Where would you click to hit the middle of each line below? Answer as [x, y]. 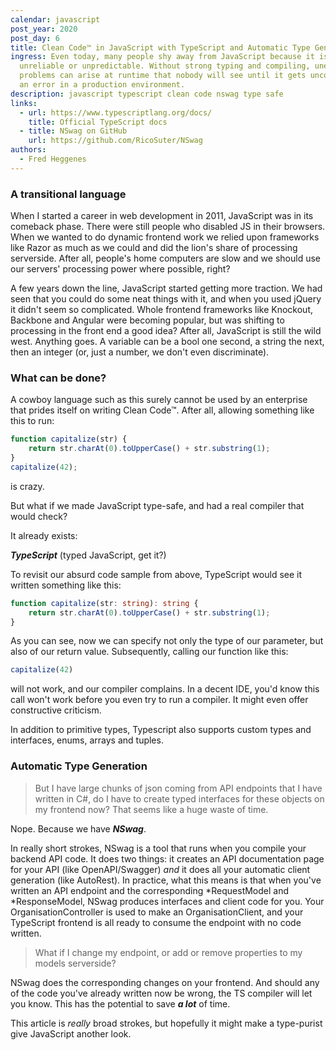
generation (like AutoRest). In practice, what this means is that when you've [166, 880]
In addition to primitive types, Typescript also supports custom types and [161, 730]
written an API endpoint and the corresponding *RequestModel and [150, 890]
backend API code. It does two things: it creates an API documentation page [167, 858]
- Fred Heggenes [53, 159]
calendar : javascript [55, 19]
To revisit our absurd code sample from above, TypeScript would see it [156, 574]
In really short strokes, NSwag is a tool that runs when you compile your [158, 848]
